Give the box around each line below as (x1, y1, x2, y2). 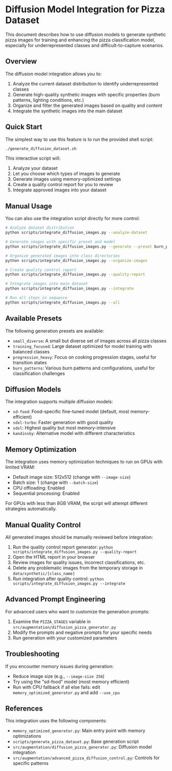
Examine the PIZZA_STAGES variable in (12, 618, 91, 625)
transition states (12, 359, 47, 365)
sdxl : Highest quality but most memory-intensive (12, 425, 116, 431)
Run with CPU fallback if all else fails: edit (12, 684, 101, 690)
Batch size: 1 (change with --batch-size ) (12, 479, 99, 486)
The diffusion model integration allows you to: (5, 71, 102, 77)
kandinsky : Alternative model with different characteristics (12, 430, 135, 436)
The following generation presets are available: (5, 327, 104, 334)
